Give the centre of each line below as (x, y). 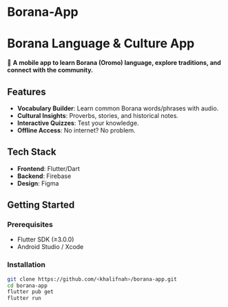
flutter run (24, 298)
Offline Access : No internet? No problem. (76, 130)
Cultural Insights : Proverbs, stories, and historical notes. (98, 115)
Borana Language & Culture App (101, 44)
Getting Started (41, 205)
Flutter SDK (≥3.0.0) (45, 239)
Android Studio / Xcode (50, 247)
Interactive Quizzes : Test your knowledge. (78, 123)
